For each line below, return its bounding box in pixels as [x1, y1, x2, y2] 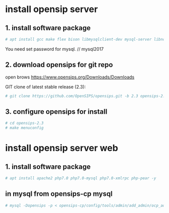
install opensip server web [5, 143, 118, 154]
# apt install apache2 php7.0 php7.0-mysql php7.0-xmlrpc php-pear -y [5, 176, 156, 181]
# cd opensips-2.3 [5, 121, 44, 126]
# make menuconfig [5, 125, 44, 130]
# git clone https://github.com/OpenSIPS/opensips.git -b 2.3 [5, 93, 138, 99]
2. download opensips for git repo [5, 60, 113, 69]
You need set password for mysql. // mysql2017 [5, 46, 104, 52]
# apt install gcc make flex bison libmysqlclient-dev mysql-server [5, 37, 152, 42]
